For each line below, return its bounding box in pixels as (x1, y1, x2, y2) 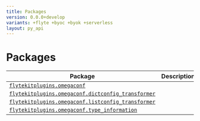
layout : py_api (6, 25, 44, 31)
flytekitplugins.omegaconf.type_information (9, 107, 137, 113)
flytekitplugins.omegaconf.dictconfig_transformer (9, 90, 156, 97)
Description (161, 72, 195, 81)
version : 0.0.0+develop (6, 14, 65, 20)
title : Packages (6, 8, 46, 15)
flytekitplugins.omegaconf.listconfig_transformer (9, 98, 156, 106)
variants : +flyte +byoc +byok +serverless (6, 20, 113, 26)
